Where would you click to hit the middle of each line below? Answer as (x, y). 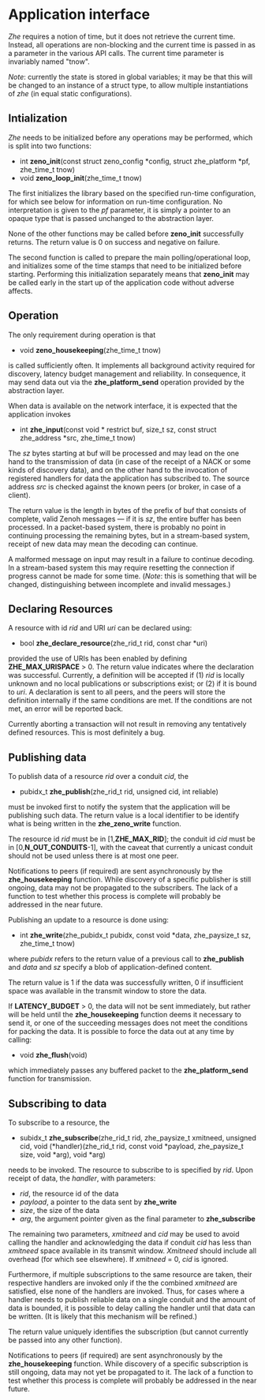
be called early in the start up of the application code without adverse (121, 283)
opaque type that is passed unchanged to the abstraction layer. (111, 218)
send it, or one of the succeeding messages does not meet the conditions (128, 1023)
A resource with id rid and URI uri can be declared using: (100, 628)
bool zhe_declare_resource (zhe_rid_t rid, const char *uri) (114, 643)
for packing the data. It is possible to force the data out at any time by (121, 1031)
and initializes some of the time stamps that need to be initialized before (125, 265)
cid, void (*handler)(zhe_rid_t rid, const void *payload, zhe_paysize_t (132, 1146)
